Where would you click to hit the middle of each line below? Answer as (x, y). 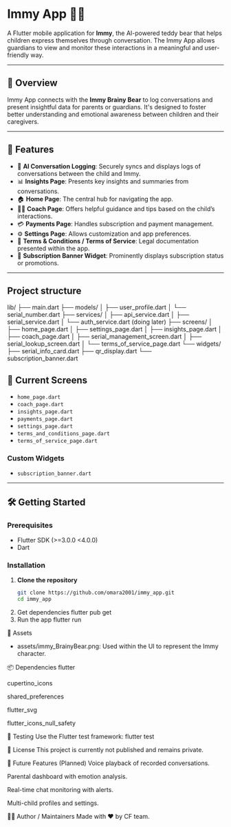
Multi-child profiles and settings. (53, 803)
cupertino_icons (30, 683)
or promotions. (38, 263)
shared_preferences (35, 696)
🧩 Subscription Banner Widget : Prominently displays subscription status (120, 255)
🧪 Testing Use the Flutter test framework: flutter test (81, 737)
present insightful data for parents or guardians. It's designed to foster (107, 107)
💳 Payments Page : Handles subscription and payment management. (115, 223)
